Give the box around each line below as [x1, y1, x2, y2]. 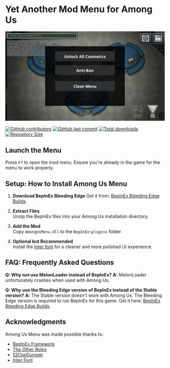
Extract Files [12, 208, 40, 214]
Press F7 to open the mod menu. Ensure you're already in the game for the [5, 159, 160, 165]
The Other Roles [12, 346, 47, 352]
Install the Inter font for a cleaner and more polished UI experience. [12, 244, 153, 250]
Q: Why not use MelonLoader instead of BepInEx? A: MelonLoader [5, 271, 147, 278]
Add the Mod [12, 223, 40, 229]
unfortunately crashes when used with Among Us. [5, 277, 110, 283]
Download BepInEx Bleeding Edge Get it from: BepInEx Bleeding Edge [12, 193, 160, 199]
